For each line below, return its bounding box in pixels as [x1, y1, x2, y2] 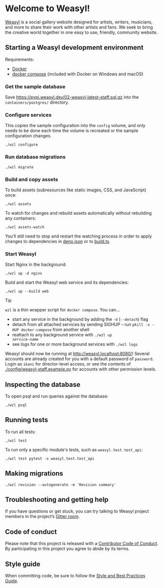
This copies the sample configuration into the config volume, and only [5, 123, 146, 129]
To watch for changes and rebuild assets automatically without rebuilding [5, 210, 152, 216]
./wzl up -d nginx [5, 271, 42, 276]
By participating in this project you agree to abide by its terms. [5, 546, 130, 551]
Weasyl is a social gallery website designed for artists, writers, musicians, [5, 19, 153, 25]
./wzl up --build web [5, 289, 49, 294]
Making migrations [5, 469, 63, 478]
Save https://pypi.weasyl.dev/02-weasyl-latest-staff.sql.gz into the [5, 94, 139, 100]
